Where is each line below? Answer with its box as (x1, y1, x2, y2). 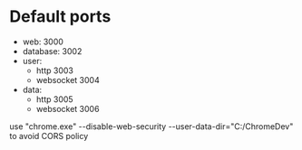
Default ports (9, 6, 112, 27)
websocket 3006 (35, 103, 100, 114)
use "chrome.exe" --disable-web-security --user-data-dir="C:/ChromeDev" (9, 120, 294, 132)
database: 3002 (22, 45, 83, 56)
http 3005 (35, 93, 74, 105)
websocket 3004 (35, 74, 100, 85)
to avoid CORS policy (9, 130, 89, 141)
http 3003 (35, 65, 74, 76)
